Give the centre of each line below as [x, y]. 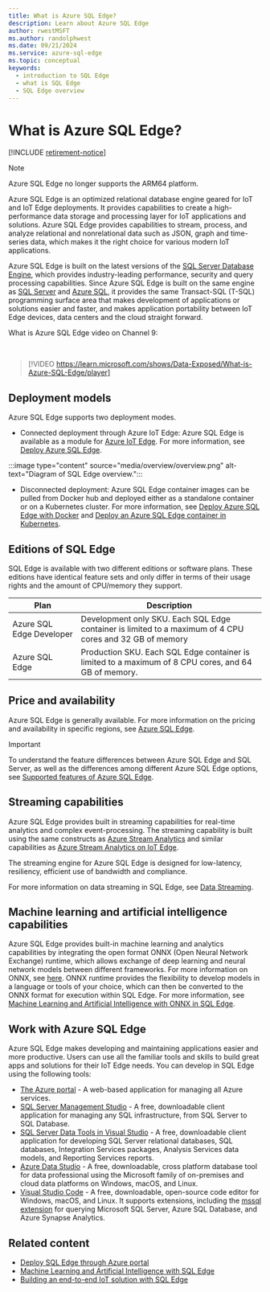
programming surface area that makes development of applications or [124, 300]
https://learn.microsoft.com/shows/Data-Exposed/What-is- [154, 364]
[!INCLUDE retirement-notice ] [57, 153]
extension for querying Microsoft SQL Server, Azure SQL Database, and [139, 1209]
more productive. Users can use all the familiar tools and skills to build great [134, 1057]
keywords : [25, 68]
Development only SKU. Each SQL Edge [156, 618]
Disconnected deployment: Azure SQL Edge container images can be [135, 490]
